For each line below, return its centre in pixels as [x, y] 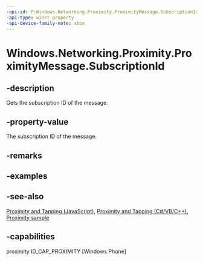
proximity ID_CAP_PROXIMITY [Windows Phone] [66, 251]
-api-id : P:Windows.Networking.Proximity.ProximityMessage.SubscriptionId [102, 12]
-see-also [25, 197]
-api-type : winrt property [40, 18]
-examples [27, 176]
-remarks [24, 155]
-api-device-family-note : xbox [46, 23]
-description [30, 88]
